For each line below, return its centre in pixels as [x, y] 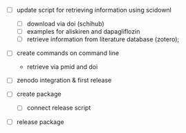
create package [39, 94]
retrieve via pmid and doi [62, 67]
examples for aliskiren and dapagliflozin [83, 32]
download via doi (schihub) [65, 24]
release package [40, 122]
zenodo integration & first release [64, 80]
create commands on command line [67, 53]
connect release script [59, 108]
